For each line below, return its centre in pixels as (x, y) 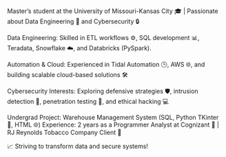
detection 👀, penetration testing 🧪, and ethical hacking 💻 (88, 101)
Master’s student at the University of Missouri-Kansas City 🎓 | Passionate (113, 11)
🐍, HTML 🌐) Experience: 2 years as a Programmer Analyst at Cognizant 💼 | (113, 125)
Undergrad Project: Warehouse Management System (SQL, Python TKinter (113, 117)
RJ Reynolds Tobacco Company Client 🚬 (64, 132)
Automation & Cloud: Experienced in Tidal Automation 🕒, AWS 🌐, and (106, 64)
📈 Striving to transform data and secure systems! (78, 146)
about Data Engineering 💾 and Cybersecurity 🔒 (73, 21)
